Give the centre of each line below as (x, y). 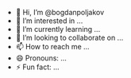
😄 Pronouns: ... (41, 58)
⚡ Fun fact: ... (37, 67)
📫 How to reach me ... (52, 47)
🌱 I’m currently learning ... (58, 29)
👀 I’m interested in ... (49, 21)
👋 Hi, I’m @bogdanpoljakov (60, 12)
